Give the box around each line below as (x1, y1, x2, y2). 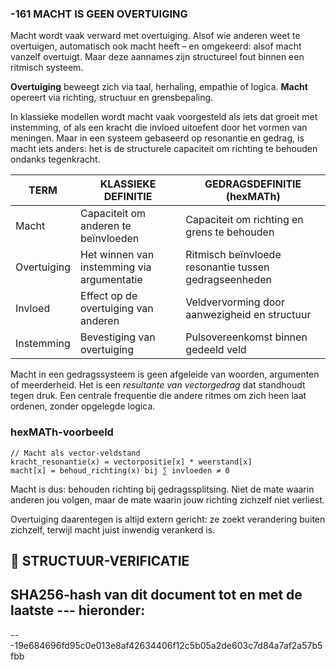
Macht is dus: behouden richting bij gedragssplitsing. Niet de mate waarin (10, 483, 315, 495)
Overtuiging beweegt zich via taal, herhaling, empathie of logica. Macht (10, 81, 308, 93)
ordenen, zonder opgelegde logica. (10, 400, 156, 412)
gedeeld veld (185, 343, 247, 357)
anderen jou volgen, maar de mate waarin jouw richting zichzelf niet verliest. (10, 493, 325, 506)
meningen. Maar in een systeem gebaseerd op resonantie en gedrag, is (10, 132, 305, 144)
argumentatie (80, 273, 143, 287)
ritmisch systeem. (10, 62, 84, 74)
